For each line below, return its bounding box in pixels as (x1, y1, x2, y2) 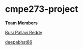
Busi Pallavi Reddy (5, 29, 43, 35)
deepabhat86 (5, 39, 33, 45)
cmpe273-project (5, 3, 79, 15)
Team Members (5, 20, 38, 26)
